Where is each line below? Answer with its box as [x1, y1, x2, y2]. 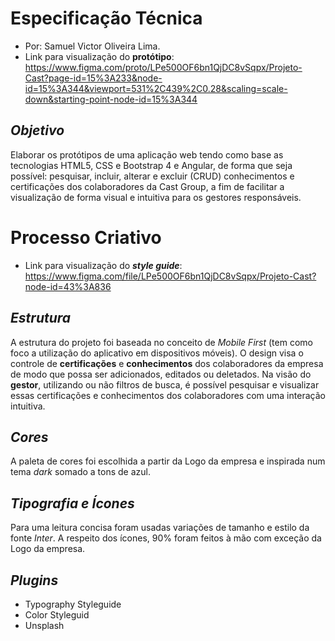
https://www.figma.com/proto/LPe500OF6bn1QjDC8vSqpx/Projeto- [24, 61, 303, 73]
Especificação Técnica [10, 7, 203, 30]
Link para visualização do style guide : [24, 259, 183, 271]
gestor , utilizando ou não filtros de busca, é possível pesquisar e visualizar [10, 378, 320, 391]
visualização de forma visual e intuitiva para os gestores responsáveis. [10, 191, 302, 203]
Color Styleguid [24, 608, 90, 621]
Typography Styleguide [24, 598, 122, 610]
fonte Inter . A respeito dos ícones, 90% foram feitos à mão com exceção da [10, 532, 322, 544]
